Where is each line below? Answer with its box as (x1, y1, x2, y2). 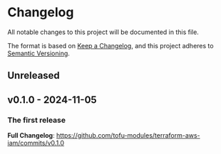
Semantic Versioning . (7, 49, 70, 57)
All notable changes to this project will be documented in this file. (7, 28, 200, 36)
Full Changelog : (7, 131, 55, 140)
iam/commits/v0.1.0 (7, 139, 65, 148)
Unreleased (7, 70, 61, 82)
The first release (7, 115, 66, 125)
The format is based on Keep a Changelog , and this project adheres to (7, 41, 214, 50)
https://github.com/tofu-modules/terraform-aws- (56, 131, 201, 140)
